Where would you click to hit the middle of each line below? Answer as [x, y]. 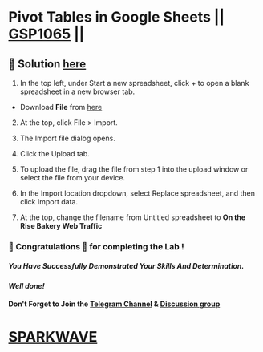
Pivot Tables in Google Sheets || [117, 17]
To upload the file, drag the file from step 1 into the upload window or [134, 169]
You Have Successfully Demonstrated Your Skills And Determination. [126, 265]
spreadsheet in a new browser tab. [77, 91]
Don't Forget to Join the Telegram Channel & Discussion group [114, 304]
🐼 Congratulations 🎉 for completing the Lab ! [96, 246]
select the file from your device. [73, 178]
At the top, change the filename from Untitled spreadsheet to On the [133, 217]
